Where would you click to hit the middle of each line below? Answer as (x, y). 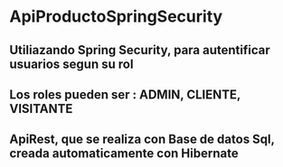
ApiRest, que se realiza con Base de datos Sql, (142, 139)
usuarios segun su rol (71, 64)
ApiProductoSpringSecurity (116, 17)
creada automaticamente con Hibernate (124, 154)
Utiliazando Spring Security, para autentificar (140, 50)
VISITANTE (41, 109)
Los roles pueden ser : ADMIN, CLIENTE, (125, 94)
